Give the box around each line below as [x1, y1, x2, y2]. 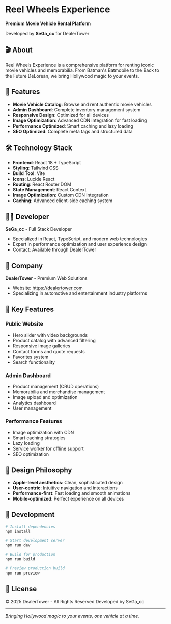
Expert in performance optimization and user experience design [12, 241, 147, 247]
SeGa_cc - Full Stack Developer [5, 226, 72, 232]
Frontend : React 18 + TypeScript [12, 160, 81, 166]
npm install [5, 529, 31, 534]
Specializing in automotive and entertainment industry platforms [12, 290, 148, 296]
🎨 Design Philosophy [5, 466, 72, 475]
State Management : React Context [12, 187, 87, 193]
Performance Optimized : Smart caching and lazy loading [12, 122, 133, 129]
